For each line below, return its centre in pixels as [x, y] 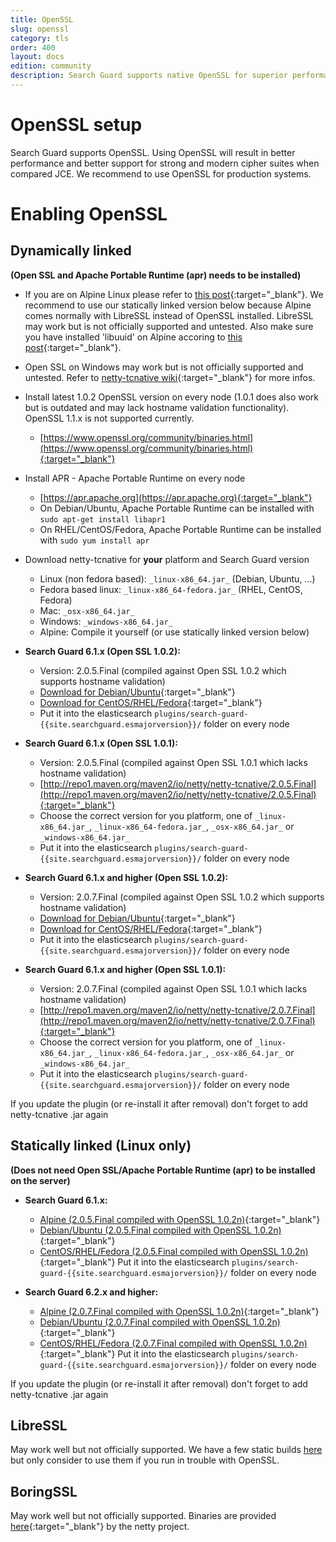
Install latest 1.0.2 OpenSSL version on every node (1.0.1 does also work [172, 397]
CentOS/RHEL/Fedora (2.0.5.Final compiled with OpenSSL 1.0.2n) [174, 1251]
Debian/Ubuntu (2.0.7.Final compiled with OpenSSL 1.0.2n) [160, 1322]
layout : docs [37, 57]
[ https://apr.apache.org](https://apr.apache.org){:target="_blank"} [176, 497]
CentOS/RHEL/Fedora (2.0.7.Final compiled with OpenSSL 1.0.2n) [173, 1343]
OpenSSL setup [76, 125]
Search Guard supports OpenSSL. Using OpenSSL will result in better [153, 152]
